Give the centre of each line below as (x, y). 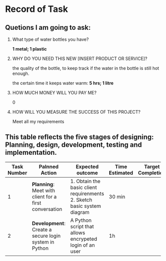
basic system (86, 206)
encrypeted (84, 239)
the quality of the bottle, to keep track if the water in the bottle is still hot (86, 68)
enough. (21, 73)
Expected (87, 166)
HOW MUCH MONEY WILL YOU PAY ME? (54, 93)
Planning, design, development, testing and (74, 145)
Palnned (49, 166)
